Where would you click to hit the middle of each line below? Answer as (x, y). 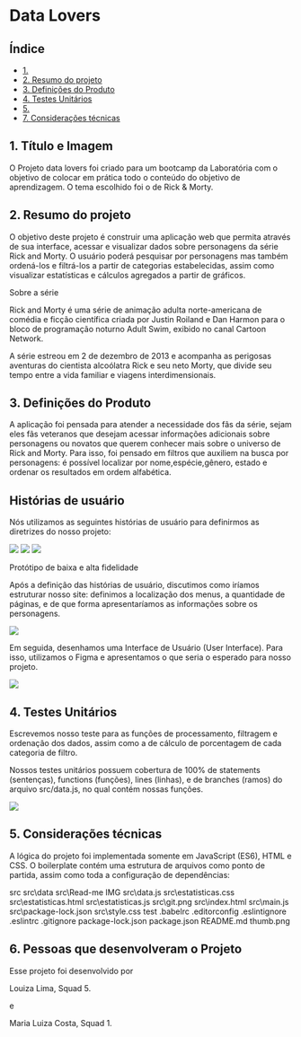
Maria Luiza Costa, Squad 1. (61, 1023)
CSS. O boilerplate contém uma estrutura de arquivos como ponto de (137, 865)
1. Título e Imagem (62, 146)
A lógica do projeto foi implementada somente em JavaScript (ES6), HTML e (150, 856)
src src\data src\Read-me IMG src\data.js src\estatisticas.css (122, 892)
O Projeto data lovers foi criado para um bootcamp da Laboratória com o (144, 168)
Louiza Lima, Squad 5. (50, 988)
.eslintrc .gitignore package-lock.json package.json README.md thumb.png (150, 920)
